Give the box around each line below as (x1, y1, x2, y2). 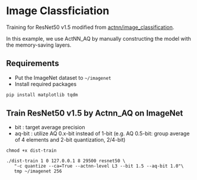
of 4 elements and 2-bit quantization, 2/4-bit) (14, 136, 126, 143)
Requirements (6, 58, 59, 68)
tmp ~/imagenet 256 (14, 168, 62, 175)
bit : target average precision (14, 124, 85, 131)
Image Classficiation (6, 4, 109, 18)
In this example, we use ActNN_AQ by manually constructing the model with (6, 35, 191, 42)
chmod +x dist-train (6, 148, 57, 154)
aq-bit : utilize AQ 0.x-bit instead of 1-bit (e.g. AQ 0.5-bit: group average (14, 130, 190, 137)
